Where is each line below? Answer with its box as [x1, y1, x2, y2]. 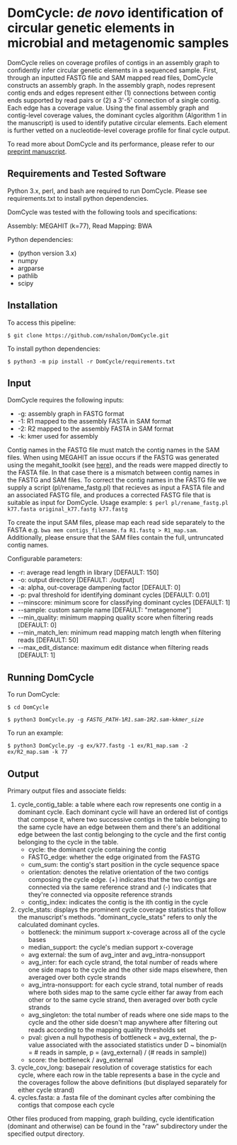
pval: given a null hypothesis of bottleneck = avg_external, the [28, 1033, 209, 1041]
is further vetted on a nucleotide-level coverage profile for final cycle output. [7, 126, 231, 134]
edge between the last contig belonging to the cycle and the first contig [17, 830, 226, 839]
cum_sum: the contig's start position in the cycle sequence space [28, 861, 219, 868]
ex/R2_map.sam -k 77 [7, 748, 69, 756]
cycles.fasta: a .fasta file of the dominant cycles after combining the [17, 1093, 216, 1101]
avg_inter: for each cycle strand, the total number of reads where [28, 958, 218, 966]
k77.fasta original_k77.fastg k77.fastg [7, 506, 129, 513]
